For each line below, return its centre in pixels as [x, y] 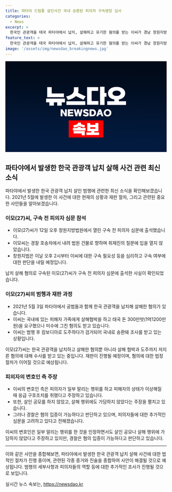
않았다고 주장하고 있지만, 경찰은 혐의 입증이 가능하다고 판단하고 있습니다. [91, 438]
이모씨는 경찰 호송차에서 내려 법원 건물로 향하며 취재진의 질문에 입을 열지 [85, 243]
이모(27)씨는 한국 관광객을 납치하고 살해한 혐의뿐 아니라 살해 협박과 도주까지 [81, 349]
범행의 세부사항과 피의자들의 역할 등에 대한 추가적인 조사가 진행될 [89, 466]
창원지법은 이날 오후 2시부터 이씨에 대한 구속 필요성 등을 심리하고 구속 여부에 [89, 256]
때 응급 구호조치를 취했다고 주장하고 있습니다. [58, 395]
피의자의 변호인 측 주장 [31, 377]
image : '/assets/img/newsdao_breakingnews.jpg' [57, 49]
